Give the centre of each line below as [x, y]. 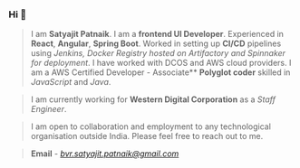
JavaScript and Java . [71, 82]
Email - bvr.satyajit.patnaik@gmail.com [105, 154]
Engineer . [48, 109]
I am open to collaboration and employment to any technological [150, 126]
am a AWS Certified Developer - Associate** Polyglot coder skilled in [160, 72]
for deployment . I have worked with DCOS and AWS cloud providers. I [161, 63]
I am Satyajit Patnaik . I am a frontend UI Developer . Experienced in [157, 34]
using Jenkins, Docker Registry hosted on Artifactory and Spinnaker [158, 53]
